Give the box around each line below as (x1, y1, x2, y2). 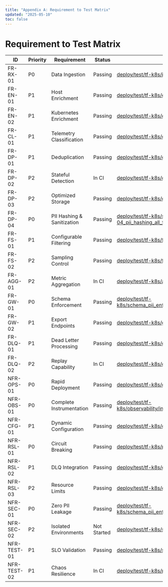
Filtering (51, 240, 71, 247)
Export (51, 316, 67, 323)
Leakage (51, 508, 71, 515)
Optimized (51, 192, 76, 199)
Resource (51, 482, 74, 489)
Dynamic (51, 420, 72, 427)
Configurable (51, 234, 82, 241)
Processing (51, 343, 78, 350)
